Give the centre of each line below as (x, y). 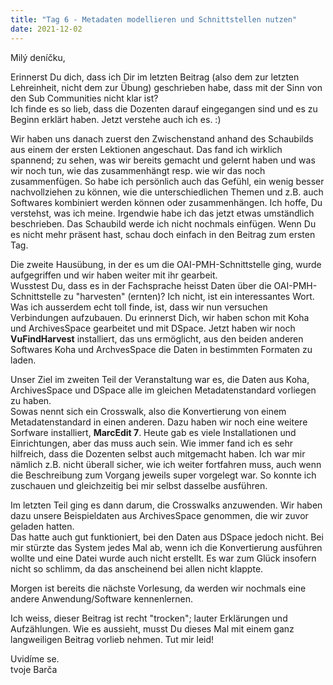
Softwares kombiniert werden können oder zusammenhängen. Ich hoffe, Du (166, 202)
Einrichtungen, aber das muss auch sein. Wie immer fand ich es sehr (152, 443)
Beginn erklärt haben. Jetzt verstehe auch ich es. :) (116, 119)
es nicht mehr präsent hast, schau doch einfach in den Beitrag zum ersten (163, 234)
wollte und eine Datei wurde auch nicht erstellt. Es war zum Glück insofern (163, 558)
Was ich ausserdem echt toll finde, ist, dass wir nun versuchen (139, 307)
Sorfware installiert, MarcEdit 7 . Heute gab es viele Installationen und (153, 432)
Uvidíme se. (35, 658)
